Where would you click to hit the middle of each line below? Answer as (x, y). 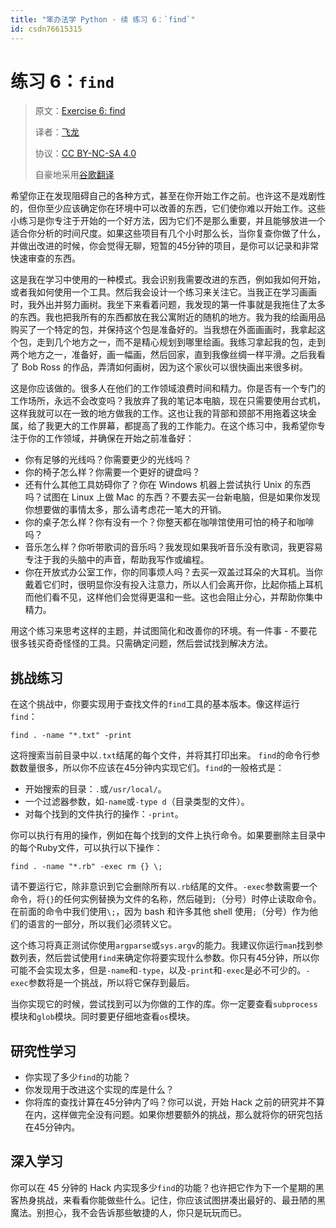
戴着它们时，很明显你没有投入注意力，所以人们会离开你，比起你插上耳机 (173, 585)
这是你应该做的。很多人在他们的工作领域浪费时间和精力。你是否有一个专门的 (168, 388)
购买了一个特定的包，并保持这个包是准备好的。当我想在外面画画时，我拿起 (163, 330)
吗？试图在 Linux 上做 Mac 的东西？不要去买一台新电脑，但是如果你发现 (172, 497)
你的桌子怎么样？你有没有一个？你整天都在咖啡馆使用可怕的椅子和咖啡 (169, 522)
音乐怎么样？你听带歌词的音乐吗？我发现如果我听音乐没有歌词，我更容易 (173, 547)
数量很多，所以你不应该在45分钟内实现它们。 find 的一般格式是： (151, 768)
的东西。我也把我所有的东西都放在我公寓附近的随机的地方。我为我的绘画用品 (168, 317)
